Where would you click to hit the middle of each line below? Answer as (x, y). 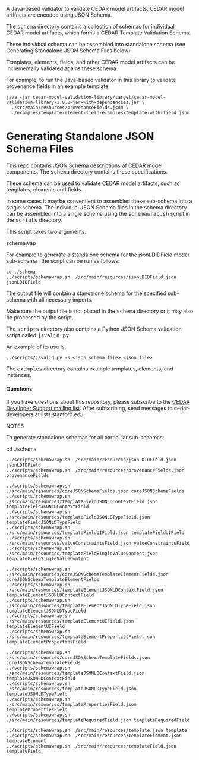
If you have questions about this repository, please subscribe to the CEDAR (98, 402)
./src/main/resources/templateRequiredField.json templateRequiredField (98, 720)
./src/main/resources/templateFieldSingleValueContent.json (82, 554)
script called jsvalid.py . (39, 335)
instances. (19, 375)
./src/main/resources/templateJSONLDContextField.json (75, 673)
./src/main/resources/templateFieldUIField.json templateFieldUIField (95, 533)
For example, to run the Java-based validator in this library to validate (91, 80)
